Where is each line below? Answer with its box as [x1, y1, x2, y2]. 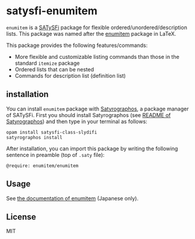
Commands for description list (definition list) [14, 72, 126, 79]
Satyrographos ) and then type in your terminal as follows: [6, 118, 148, 125]
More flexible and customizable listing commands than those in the [14, 53, 180, 60]
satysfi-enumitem [6, 4, 98, 18]
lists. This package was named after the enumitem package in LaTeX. [6, 30, 177, 37]
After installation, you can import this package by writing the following [6, 144, 178, 152]
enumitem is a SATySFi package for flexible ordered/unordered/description [6, 24, 188, 31]
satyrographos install [6, 134, 63, 140]
